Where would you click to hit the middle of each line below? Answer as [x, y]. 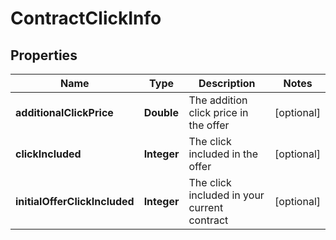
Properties [44, 55]
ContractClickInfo [86, 18]
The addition [218, 100]
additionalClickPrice [64, 112]
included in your [226, 195]
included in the [223, 154]
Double [161, 112]
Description [227, 83]
